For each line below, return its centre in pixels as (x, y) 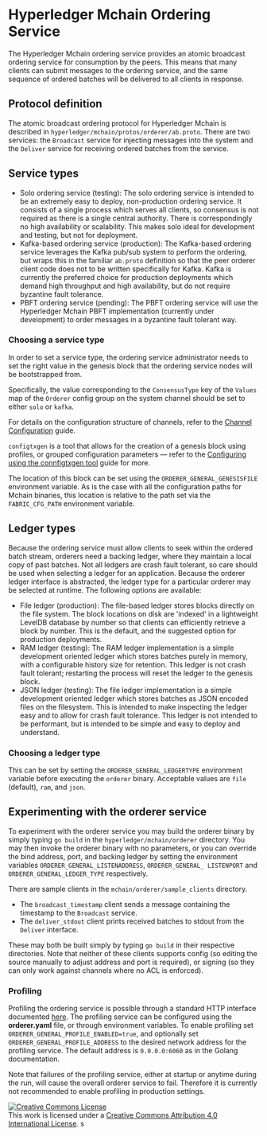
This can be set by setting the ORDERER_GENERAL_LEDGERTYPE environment (126, 770)
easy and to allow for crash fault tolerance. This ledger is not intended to (139, 715)
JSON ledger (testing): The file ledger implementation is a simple (126, 690)
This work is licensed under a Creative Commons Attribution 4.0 (113, 1115)
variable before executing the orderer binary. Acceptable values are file (128, 778)
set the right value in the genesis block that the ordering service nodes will (130, 366)
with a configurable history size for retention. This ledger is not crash (133, 664)
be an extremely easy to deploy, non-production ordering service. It (131, 201)
